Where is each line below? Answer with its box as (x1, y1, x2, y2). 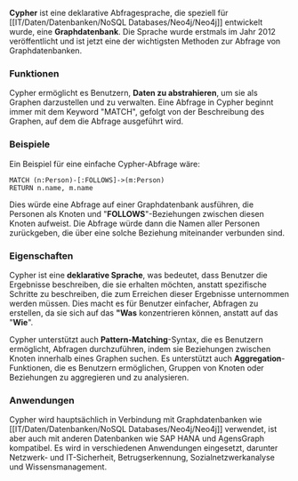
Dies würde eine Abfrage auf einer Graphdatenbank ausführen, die (9, 199, 254, 210)
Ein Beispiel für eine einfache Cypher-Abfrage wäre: (9, 158, 200, 169)
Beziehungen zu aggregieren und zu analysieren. (9, 372, 189, 382)
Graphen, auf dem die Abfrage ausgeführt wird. (9, 116, 184, 127)
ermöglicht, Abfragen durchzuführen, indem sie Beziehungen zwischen (9, 343, 271, 354)
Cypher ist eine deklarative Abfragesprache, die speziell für (9, 8, 229, 18)
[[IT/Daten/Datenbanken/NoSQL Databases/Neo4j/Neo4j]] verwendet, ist (9, 424, 278, 435)
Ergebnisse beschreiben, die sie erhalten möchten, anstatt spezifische (9, 279, 267, 290)
